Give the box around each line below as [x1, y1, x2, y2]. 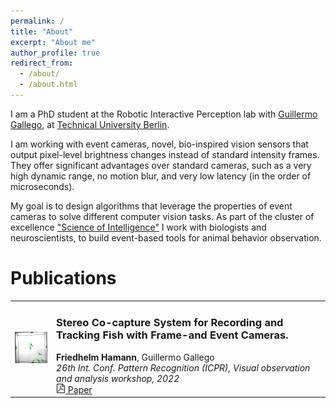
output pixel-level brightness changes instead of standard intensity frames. [10, 148, 320, 160]
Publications [10, 267, 117, 290]
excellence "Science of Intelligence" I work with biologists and [10, 221, 267, 233]
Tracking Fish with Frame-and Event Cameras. [56, 328, 289, 342]
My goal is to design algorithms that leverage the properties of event [10, 200, 293, 212]
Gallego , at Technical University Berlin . [10, 118, 170, 130]
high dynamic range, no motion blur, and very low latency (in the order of [10, 170, 312, 182]
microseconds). [10, 180, 75, 192]
